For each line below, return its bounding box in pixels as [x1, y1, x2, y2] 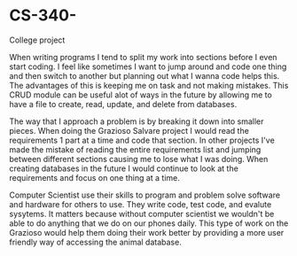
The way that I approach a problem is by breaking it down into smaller [9, 116, 264, 127]
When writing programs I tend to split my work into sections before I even [9, 51, 277, 62]
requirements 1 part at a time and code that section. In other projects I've [9, 135, 275, 145]
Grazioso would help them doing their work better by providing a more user [9, 227, 285, 237]
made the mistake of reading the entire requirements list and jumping [9, 144, 262, 155]
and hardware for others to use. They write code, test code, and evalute [9, 198, 272, 209]
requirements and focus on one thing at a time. [9, 172, 180, 182]
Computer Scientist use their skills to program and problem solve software [9, 190, 281, 200]
